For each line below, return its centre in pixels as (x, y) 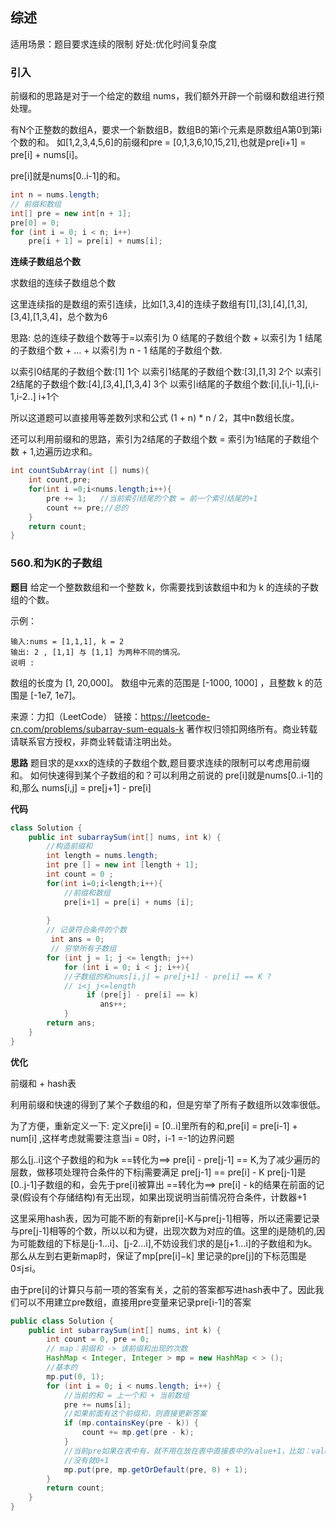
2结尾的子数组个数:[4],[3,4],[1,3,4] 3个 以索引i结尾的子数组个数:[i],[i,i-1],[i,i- (165, 384)
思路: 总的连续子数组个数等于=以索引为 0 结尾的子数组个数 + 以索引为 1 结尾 (166, 338)
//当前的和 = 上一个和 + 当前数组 (126, 1395)
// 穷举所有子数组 (83, 949)
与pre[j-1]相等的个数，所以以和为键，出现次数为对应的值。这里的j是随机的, (163, 1230)
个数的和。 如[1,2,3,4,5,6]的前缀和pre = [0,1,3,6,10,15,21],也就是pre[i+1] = (158, 142)
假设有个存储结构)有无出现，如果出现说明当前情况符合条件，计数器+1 (164, 1197)
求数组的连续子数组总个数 (63, 283)
